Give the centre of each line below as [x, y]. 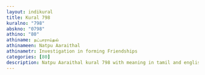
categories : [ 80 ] [28, 57]
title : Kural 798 [28, 18]
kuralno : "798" [26, 23]
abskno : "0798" [26, 29]
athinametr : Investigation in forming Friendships [72, 51]
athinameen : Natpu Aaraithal [43, 46]
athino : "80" [23, 34]
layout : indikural [30, 12]
